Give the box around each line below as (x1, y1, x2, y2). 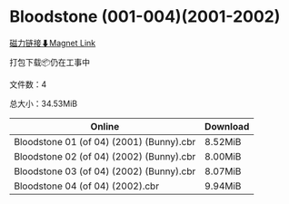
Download (204, 120, 250, 132)
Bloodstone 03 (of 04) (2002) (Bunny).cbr (14, 165, 196, 178)
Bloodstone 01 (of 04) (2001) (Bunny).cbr (14, 135, 196, 148)
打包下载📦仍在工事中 (9, 56, 91, 67)
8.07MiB (204, 165, 242, 178)
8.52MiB (204, 135, 242, 148)
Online (90, 120, 120, 132)
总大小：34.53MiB (9, 98, 78, 109)
